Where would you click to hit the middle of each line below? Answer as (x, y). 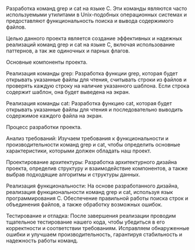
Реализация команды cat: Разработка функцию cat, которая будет (89, 103)
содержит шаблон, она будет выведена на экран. (68, 92)
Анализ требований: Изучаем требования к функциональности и (87, 138)
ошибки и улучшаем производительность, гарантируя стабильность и (94, 234)
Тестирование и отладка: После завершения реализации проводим (91, 216)
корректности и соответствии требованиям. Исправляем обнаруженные (98, 228)
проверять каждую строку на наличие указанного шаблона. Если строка (98, 86)
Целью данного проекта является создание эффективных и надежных (94, 38)
